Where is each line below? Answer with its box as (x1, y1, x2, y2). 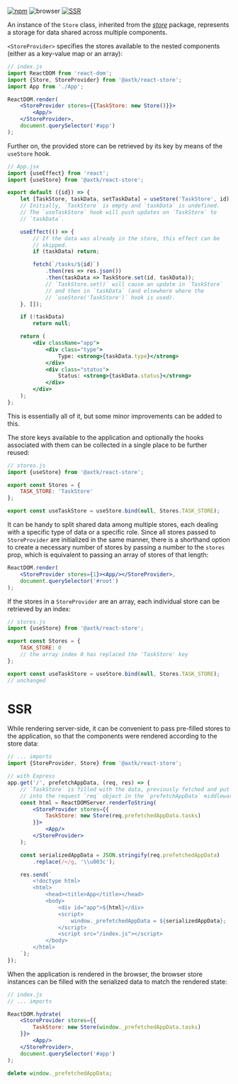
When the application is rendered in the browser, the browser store (7, 970, 203, 978)
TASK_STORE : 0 (20, 644, 62, 652)
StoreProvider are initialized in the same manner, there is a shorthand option (7, 535, 230, 544)
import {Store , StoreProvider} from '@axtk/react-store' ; (7, 76, 182, 83)
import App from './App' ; (7, 82, 84, 90)
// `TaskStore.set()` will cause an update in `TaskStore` (45, 281, 223, 288)
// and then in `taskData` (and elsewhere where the (45, 287, 204, 294)
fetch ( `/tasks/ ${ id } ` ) (33, 261, 100, 268)
